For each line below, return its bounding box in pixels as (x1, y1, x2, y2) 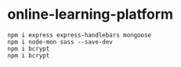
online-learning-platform (7, 5, 174, 23)
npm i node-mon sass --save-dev (7, 37, 113, 46)
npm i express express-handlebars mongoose (7, 31, 152, 39)
